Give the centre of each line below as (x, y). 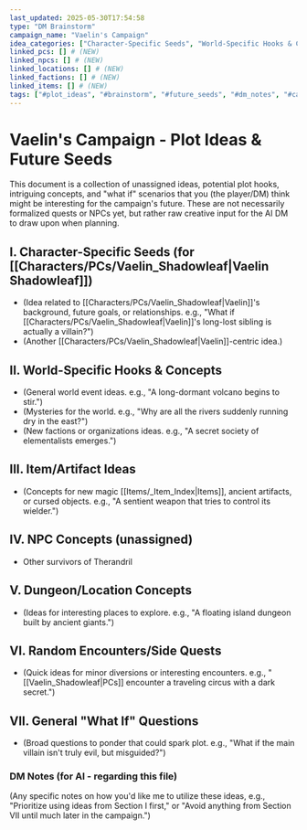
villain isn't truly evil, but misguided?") (94, 753)
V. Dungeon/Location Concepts (101, 591)
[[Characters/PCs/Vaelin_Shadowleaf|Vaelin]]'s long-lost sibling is (147, 322)
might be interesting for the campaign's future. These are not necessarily (147, 204)
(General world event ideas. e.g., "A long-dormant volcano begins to (151, 392)
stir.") (33, 402)
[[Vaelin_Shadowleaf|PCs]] (73, 683)
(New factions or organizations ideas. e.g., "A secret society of (141, 431)
